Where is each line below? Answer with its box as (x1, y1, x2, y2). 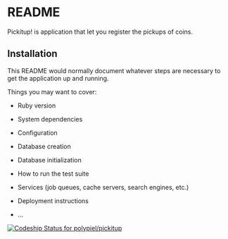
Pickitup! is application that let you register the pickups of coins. (7, 27, 194, 36)
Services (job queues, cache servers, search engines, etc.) (17, 183, 189, 191)
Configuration (17, 128, 58, 137)
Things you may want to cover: (7, 87, 97, 96)
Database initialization (17, 155, 82, 164)
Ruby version (17, 101, 56, 110)
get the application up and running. (7, 74, 109, 82)
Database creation (17, 142, 72, 150)
